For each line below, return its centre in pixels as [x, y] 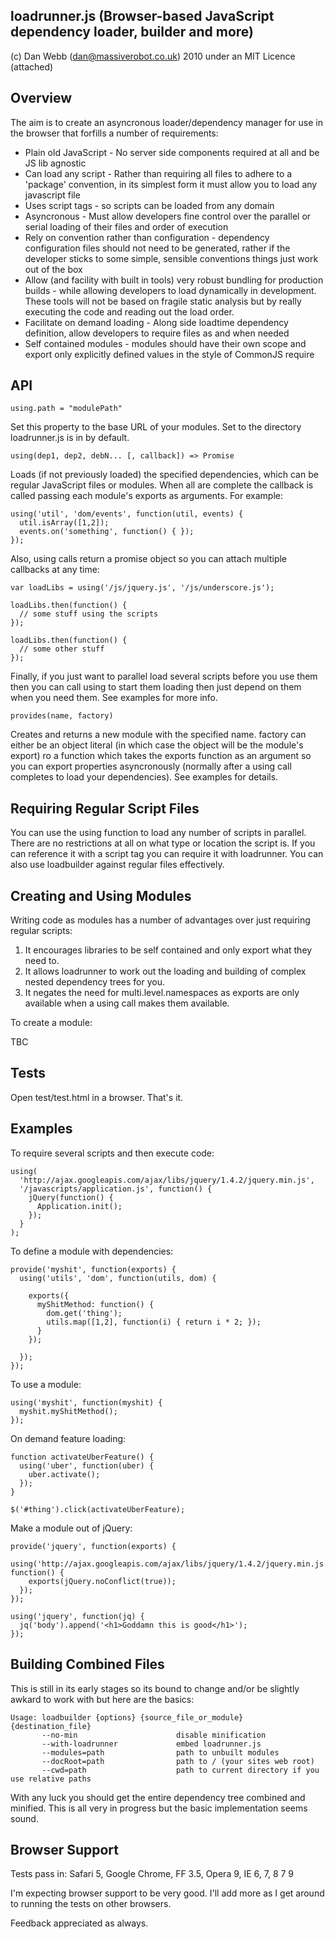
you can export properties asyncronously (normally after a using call [151, 766]
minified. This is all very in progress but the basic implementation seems [159, 1808]
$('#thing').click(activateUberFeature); [98, 1509]
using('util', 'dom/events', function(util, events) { [127, 514]
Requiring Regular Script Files [105, 808]
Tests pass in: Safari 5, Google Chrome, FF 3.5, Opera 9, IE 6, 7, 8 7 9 [152, 1874]
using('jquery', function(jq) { [77, 1616]
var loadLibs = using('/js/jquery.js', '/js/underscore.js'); [142, 588]
